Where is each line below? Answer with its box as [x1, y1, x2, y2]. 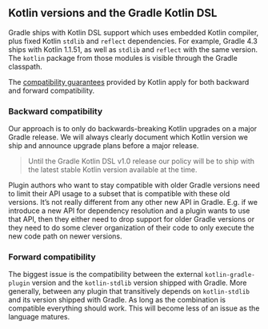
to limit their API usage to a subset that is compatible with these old [8, 189, 230, 199]
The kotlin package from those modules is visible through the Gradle [8, 53, 238, 62]
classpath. [8, 62, 42, 71]
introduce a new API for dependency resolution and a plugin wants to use [8, 206, 250, 215]
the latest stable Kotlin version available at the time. [27, 165, 198, 175]
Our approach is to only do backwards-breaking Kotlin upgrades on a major [8, 124, 258, 134]
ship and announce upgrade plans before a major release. [8, 141, 199, 150]
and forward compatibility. [8, 86, 95, 95]
